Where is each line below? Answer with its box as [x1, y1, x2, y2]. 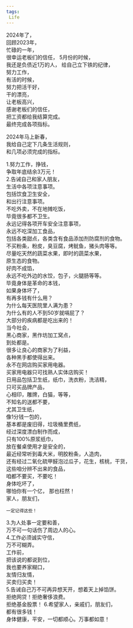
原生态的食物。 [6, 257, 43, 264]
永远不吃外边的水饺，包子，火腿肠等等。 [6, 272, 105, 279]
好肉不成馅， [6, 264, 37, 272]
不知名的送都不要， [6, 398, 53, 405]
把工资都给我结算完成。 [6, 113, 63, 120]
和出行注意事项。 [6, 197, 48, 205]
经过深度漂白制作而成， [6, 428, 63, 435]
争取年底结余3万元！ [6, 168, 56, 175]
